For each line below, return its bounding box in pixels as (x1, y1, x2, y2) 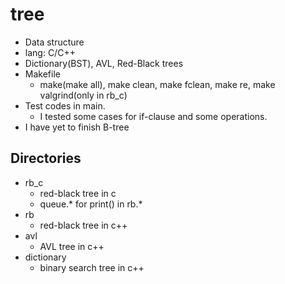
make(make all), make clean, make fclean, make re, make (39, 78, 276, 90)
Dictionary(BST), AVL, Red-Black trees (24, 57, 184, 69)
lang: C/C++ (24, 46, 76, 58)
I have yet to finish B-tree (24, 121, 130, 133)
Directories (10, 150, 82, 167)
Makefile (24, 68, 61, 80)
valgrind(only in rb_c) (39, 89, 128, 101)
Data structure (24, 36, 85, 48)
